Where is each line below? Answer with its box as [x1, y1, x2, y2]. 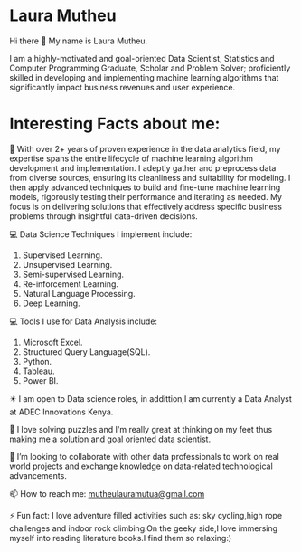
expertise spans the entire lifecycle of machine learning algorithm [9, 153, 254, 164]
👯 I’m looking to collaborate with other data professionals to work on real [9, 451, 280, 462]
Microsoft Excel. [22, 337, 83, 347]
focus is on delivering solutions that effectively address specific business [9, 201, 283, 212]
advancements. [9, 470, 68, 481]
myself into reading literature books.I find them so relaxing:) [9, 532, 232, 543]
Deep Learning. [22, 298, 80, 309]
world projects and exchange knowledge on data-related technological [9, 461, 273, 471]
